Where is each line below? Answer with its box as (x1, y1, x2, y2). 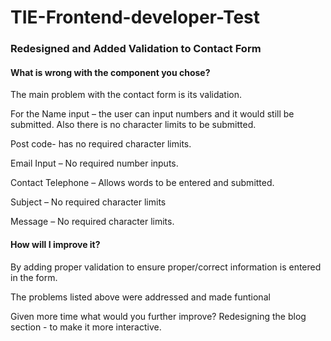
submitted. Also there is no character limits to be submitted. (10, 119, 257, 131)
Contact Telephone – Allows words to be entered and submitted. (10, 177, 275, 189)
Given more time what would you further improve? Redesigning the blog (10, 310, 307, 322)
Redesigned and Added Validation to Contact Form (10, 42, 262, 56)
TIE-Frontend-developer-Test (10, 6, 261, 29)
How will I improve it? (10, 238, 101, 250)
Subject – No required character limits (10, 196, 167, 208)
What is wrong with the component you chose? (10, 66, 211, 78)
